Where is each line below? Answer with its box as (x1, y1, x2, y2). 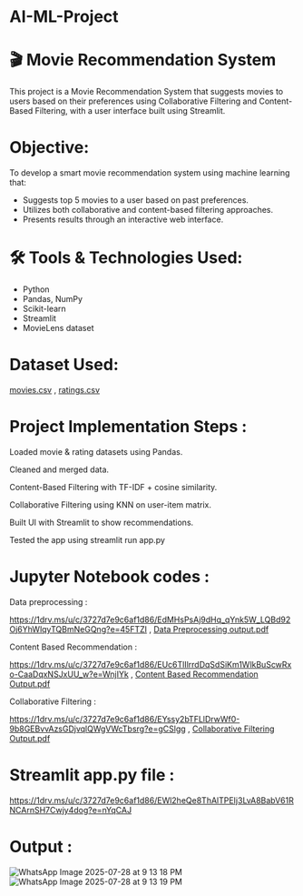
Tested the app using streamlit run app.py (9, 534, 166, 545)
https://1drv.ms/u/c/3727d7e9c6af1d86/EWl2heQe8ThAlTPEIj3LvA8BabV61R (9, 794, 295, 806)
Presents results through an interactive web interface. (22, 214, 224, 225)
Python (22, 284, 50, 295)
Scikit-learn (22, 303, 66, 314)
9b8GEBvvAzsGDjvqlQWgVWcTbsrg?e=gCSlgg (9, 723, 186, 734)
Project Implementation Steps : (9, 417, 248, 438)
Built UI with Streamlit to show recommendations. (9, 517, 194, 528)
